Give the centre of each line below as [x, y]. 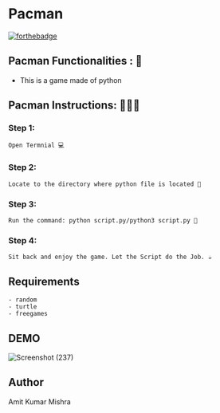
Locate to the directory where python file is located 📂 [105, 184]
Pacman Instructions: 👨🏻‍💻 [75, 106]
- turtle [23, 307]
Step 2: [23, 167]
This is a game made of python [71, 80]
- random [23, 300]
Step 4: [23, 240]
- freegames [28, 314]
